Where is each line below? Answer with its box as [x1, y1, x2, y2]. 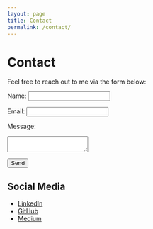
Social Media [7, 180, 66, 192]
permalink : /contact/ [7, 23, 72, 30]
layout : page [7, 10, 46, 18]
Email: [7, 107, 25, 116]
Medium [17, 214, 42, 223]
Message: [7, 122, 37, 131]
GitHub [17, 207, 39, 216]
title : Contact [7, 17, 52, 24]
